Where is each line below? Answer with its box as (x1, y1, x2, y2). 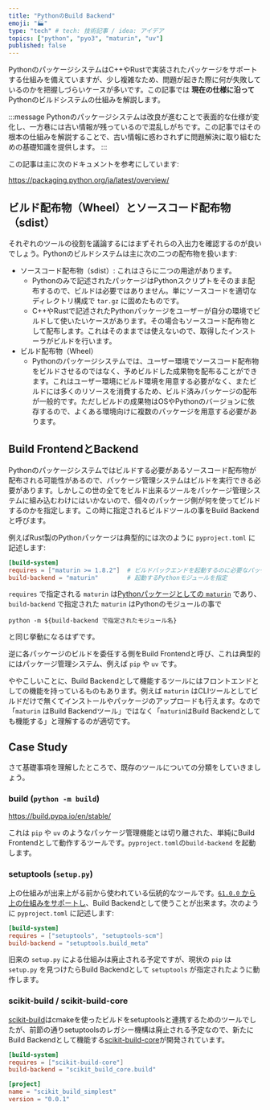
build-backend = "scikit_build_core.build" (8, 1066, 157, 1074)
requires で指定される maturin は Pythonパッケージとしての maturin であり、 (8, 589, 261, 599)
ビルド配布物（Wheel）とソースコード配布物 (8, 200, 231, 214)
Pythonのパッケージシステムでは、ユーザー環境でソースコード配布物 (31, 356, 260, 366)
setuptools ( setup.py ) (8, 869, 94, 880)
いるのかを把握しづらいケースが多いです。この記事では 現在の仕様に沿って (8, 85, 255, 95)
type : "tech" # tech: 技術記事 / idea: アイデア (8, 27, 165, 35)
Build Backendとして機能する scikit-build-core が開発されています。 (8, 1034, 229, 1044)
